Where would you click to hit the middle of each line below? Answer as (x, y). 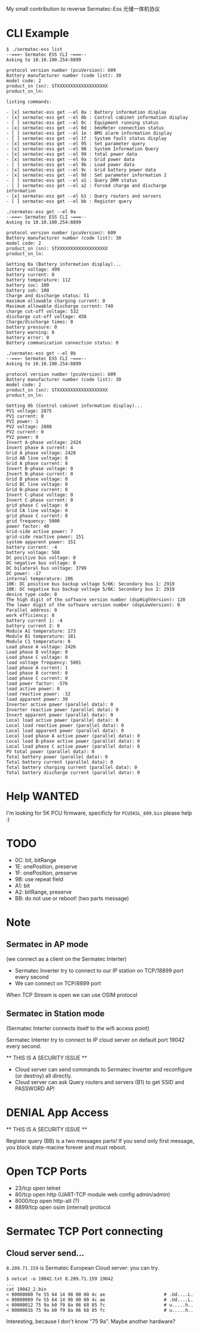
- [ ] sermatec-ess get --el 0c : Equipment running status (83, 122)
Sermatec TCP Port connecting (85, 1231)
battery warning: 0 (30, 332)
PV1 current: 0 (25, 416)
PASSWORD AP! (35, 1088)
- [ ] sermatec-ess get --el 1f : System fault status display (87, 138)
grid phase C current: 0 (37, 516)
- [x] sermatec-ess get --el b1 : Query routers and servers (84, 196)
